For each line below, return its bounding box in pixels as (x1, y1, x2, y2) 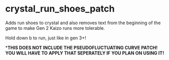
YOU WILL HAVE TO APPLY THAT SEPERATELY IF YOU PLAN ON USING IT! (5, 50, 164, 56)
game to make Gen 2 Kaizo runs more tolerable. (5, 25, 105, 31)
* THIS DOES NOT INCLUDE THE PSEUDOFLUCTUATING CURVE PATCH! (5, 44, 158, 50)
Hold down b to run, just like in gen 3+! (5, 35, 86, 41)
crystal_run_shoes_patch (5, 3, 115, 15)
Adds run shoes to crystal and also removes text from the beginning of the (5, 20, 161, 26)
